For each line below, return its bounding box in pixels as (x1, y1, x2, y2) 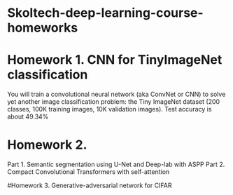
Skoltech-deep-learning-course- (7, 5, 204, 21)
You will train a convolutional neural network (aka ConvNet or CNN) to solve (7, 90, 226, 99)
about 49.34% (7, 112, 49, 121)
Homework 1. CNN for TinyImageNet (7, 52, 223, 68)
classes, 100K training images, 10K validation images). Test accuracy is (7, 105, 212, 114)
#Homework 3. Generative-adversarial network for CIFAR (7, 181, 172, 190)
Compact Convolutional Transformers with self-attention (7, 168, 170, 176)
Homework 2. (7, 137, 87, 153)
